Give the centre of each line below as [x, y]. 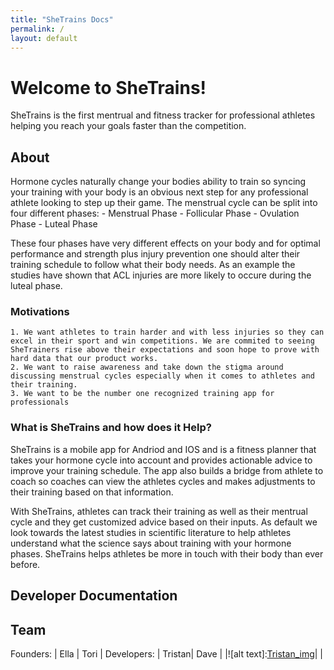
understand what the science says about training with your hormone [151, 543]
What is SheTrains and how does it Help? [111, 428]
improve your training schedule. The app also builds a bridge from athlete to [167, 470]
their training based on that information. [92, 492]
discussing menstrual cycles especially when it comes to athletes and [162, 376]
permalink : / [37, 29]
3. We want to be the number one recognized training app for [142, 394]
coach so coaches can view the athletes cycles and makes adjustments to [163, 481]
